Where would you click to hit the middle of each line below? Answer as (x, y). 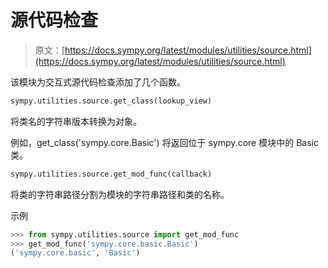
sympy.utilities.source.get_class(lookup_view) (111, 101)
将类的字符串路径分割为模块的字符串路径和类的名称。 (120, 194)
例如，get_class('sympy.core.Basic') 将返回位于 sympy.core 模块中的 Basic (164, 142)
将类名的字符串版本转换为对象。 (76, 121)
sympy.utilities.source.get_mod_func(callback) (111, 174)
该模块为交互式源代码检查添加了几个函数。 (98, 82)
